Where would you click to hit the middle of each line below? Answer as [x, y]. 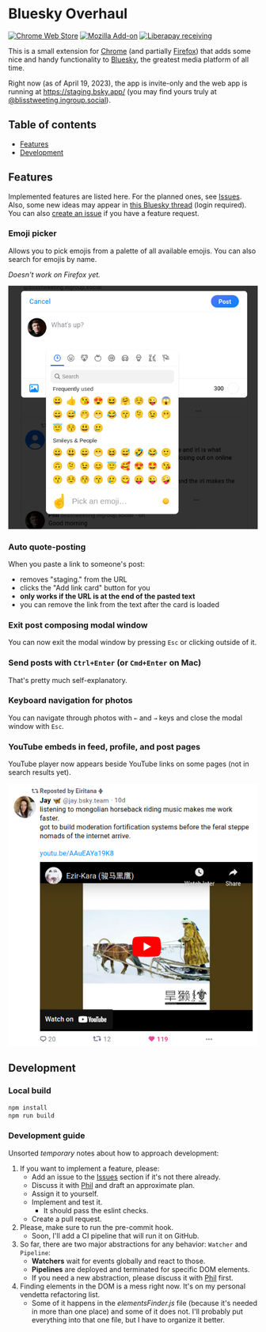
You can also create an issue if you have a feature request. [104, 213]
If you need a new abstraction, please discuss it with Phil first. [132, 1277]
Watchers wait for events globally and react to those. [118, 1261]
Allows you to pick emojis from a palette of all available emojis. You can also [132, 251]
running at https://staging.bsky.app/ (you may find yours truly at [112, 91]
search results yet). [40, 772]
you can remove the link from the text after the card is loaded [120, 604]
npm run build [32, 1116]
